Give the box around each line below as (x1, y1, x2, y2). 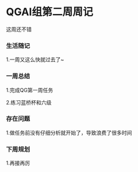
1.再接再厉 (6, 160, 30, 167)
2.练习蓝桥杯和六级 (6, 99, 52, 106)
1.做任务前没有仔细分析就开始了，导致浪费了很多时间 (6, 129, 132, 136)
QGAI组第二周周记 (6, 5, 93, 19)
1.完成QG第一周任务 (6, 86, 54, 93)
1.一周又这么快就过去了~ (6, 56, 64, 63)
